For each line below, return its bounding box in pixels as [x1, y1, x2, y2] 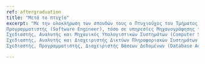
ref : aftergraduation [6, 9, 62, 15]
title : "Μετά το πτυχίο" [6, 15, 70, 21]
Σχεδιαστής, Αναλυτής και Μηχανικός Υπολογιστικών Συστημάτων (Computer [6, 32, 195, 38]
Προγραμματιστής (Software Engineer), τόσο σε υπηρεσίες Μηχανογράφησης [6, 26, 195, 32]
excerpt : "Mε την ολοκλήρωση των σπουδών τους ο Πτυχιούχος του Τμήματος [6, 20, 198, 26]
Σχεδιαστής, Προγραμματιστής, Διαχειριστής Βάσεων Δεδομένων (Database [6, 43, 192, 49]
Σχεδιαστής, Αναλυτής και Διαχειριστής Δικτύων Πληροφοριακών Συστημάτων [6, 37, 198, 43]
